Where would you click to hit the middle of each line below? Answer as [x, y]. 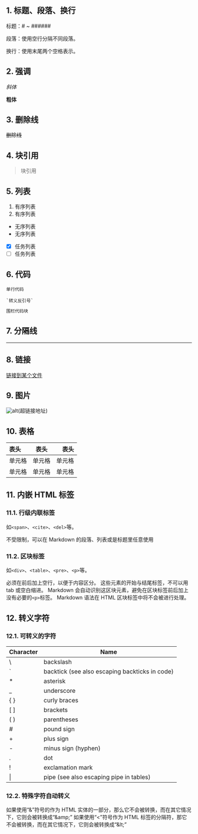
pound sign [59, 729]
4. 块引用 [22, 155]
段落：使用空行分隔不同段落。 [42, 38]
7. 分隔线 [22, 331]
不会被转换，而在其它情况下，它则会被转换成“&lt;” [66, 825]
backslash [57, 662]
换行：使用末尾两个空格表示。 [42, 51]
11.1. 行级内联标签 [31, 513]
